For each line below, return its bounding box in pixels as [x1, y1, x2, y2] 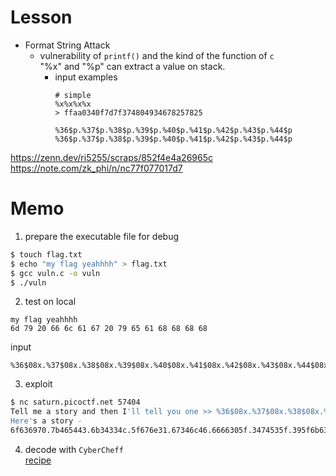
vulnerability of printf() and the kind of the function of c [39, 49, 275, 61]
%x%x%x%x [54, 99, 92, 109]
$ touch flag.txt [10, 249, 83, 260]
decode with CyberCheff [24, 443, 124, 455]
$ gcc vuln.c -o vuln [10, 268, 101, 278]
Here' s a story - [10, 416, 83, 426]
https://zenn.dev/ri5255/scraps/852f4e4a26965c [10, 151, 214, 163]
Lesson [10, 6, 73, 29]
